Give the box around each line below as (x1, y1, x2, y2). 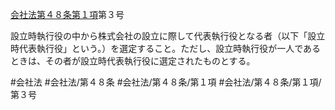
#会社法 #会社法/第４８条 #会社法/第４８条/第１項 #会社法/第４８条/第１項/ (10, 76, 322, 88)
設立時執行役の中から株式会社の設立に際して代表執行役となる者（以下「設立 (10, 30, 326, 42)
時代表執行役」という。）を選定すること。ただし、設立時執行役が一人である (10, 43, 322, 54)
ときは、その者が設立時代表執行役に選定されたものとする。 (10, 55, 256, 67)
